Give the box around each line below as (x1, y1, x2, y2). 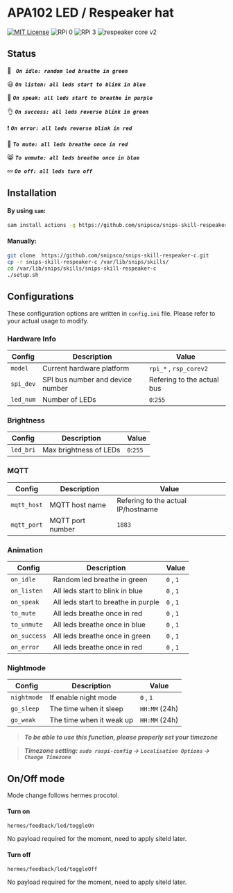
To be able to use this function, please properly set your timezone (24, 733, 218, 742)
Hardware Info (7, 334, 57, 343)
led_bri (10, 446, 36, 454)
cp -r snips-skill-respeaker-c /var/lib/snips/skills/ (7, 259, 169, 266)
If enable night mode (49, 692, 117, 702)
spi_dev (10, 380, 36, 388)
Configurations (7, 291, 74, 303)
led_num (10, 396, 36, 404)
